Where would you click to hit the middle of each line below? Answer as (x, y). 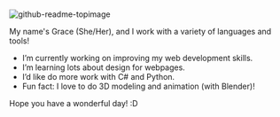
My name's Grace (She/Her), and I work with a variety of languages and (140, 31)
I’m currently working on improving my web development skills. (137, 58)
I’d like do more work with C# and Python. (98, 76)
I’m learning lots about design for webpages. (104, 67)
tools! (19, 41)
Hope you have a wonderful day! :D (74, 103)
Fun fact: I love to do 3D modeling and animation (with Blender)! (138, 86)
